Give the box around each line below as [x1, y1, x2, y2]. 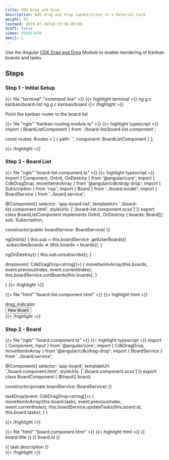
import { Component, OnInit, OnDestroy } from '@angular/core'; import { [5, 175, 155, 181]
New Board [8, 307, 29, 313]
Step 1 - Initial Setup [5, 84, 55, 91]
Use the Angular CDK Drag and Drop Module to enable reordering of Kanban [5, 49, 164, 55]
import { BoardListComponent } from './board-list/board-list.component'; [5, 126, 156, 132]
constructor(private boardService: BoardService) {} [5, 383, 112, 389]
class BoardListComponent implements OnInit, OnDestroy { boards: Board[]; [5, 211, 163, 217]
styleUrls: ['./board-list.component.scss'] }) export [49, 206, 155, 212]
